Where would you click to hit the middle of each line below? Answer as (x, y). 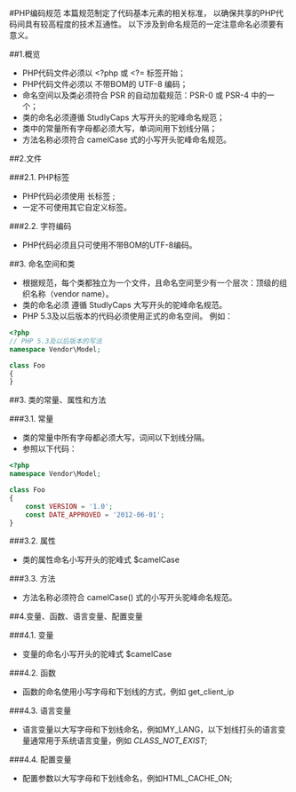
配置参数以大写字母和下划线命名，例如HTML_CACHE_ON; (127, 779)
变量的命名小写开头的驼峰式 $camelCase (97, 654)
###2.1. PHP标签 (39, 177)
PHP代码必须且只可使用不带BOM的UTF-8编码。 (109, 245)
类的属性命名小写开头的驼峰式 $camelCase (101, 560)
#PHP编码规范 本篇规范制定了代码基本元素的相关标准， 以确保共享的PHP (143, 13)
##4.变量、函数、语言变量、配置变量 (76, 616)
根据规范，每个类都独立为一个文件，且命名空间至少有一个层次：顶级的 (151, 283)
